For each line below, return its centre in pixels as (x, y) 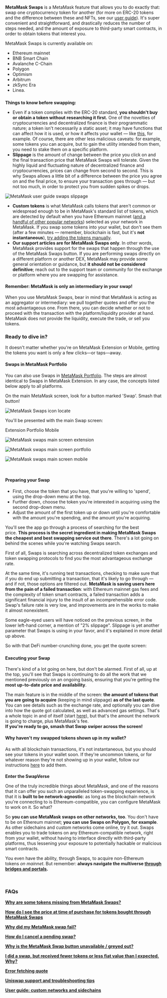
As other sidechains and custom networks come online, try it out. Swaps (80, 827)
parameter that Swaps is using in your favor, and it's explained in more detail (84, 630)
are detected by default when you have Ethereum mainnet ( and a (79, 216)
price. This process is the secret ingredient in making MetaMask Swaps (81, 532)
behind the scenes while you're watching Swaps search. (63, 543)
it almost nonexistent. (27, 610)
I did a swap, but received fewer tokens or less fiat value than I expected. (82, 956)
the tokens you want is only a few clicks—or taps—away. (64, 353)
